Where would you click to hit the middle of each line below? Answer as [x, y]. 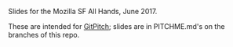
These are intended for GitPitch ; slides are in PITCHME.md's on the [116, 26]
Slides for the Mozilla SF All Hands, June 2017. [83, 11]
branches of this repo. [44, 35]
